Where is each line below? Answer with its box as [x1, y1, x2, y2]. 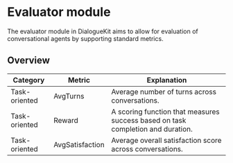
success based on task [111, 115, 187, 125]
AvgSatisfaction [53, 139, 105, 149]
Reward [53, 115, 78, 125]
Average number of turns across [111, 87, 217, 96]
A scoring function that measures [111, 107, 220, 117]
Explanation [146, 75, 187, 85]
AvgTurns [53, 91, 85, 101]
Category [12, 75, 45, 85]
